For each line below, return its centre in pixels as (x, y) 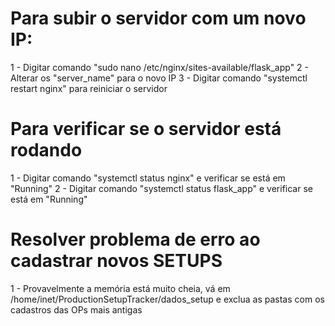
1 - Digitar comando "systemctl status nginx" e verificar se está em (148, 178)
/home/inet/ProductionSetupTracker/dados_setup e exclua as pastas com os (167, 299)
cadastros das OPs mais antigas (76, 309)
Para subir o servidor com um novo (158, 18)
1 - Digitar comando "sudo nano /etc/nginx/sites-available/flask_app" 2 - (160, 67)
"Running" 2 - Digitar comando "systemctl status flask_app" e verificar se (161, 188)
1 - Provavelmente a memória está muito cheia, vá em (120, 288)
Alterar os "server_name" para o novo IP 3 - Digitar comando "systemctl (159, 78)
